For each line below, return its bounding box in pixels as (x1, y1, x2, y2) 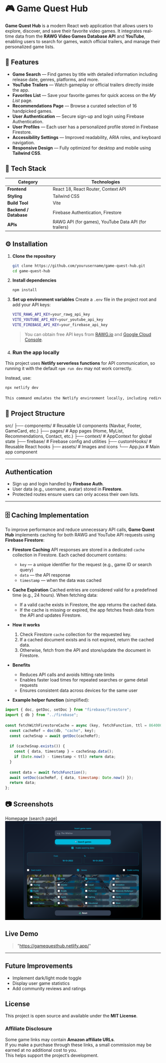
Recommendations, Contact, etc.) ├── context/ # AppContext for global (5, 433, 152, 439)
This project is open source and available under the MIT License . (5, 1013, 138, 1019)
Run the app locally (12, 349, 60, 356)
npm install (12, 288, 37, 292)
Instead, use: (5, 375, 32, 381)
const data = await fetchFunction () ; (9, 770, 87, 775)
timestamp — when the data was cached (19, 578, 102, 583)
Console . (24, 337, 43, 342)
